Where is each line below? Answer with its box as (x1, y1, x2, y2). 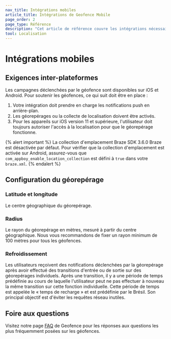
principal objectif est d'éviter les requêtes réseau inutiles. (5, 294, 126, 301)
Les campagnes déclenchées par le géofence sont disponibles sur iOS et (5, 87, 159, 93)
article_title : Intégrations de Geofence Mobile (5, 12, 110, 17)
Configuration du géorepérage (5, 175, 104, 184)
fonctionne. (12, 129, 37, 135)
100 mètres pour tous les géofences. (5, 238, 82, 244)
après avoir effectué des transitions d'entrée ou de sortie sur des (5, 267, 141, 273)
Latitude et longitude (5, 191, 58, 198)
